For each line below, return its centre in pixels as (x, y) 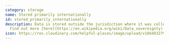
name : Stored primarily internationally (48, 15)
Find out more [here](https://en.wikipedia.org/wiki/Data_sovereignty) (87, 29)
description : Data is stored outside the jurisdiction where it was (78, 24)
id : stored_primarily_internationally (46, 19)
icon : (11, 33)
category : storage (24, 10)
